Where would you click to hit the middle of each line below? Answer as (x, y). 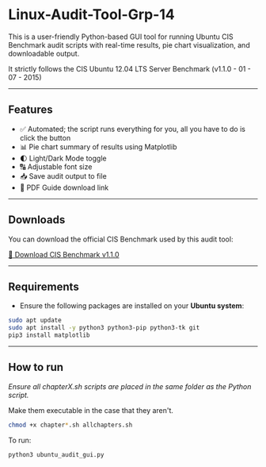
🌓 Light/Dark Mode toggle (63, 158)
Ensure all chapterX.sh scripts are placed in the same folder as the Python (130, 386)
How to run (36, 367)
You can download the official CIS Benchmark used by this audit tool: (121, 239)
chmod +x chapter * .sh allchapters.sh (70, 425)
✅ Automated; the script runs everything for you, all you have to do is (132, 129)
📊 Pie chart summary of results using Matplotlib (98, 147)
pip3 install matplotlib (49, 335)
